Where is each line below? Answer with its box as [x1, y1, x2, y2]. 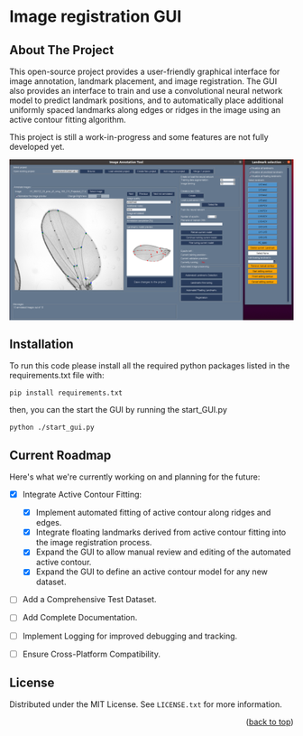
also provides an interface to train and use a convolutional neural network [9, 86, 283, 96]
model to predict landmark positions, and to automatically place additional [9, 95, 284, 106]
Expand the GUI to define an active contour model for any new [35, 566, 269, 577]
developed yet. [9, 142, 65, 152]
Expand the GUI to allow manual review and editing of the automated [35, 546, 291, 557]
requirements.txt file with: [9, 370, 106, 381]
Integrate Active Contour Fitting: [22, 489, 142, 500]
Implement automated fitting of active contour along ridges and [35, 508, 271, 518]
